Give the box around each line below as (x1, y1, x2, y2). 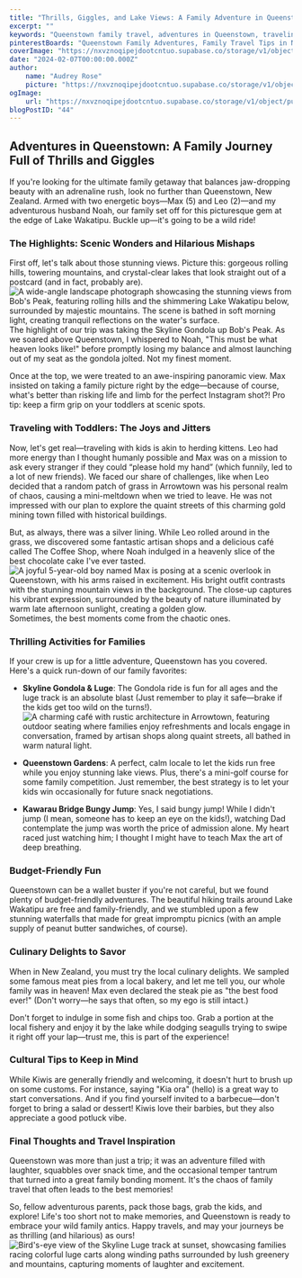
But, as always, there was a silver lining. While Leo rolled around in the (9, 526, 271, 537)
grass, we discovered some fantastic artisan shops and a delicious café (9, 536, 274, 547)
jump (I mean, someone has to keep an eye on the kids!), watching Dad (22, 813, 286, 823)
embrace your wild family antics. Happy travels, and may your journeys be (9, 1220, 285, 1231)
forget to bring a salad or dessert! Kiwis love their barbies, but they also (9, 1102, 275, 1113)
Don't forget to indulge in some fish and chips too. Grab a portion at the (9, 1012, 274, 1022)
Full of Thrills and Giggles (9, 152, 155, 167)
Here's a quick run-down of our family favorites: (9, 665, 187, 676)
